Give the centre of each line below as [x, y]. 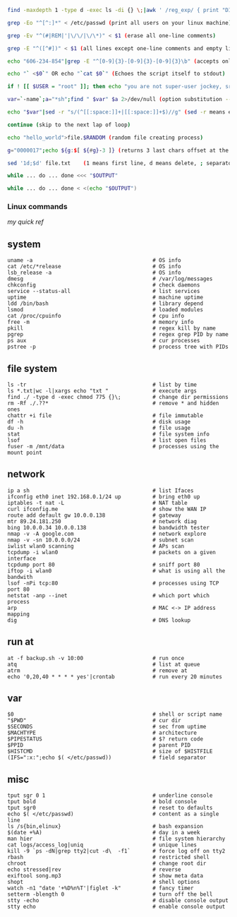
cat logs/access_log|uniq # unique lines [102, 845]
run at [20, 642]
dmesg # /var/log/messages [110, 279]
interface [22, 558]
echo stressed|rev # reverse [94, 870]
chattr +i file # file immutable [105, 416]
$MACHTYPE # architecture [102, 733]
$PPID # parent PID [99, 745]
